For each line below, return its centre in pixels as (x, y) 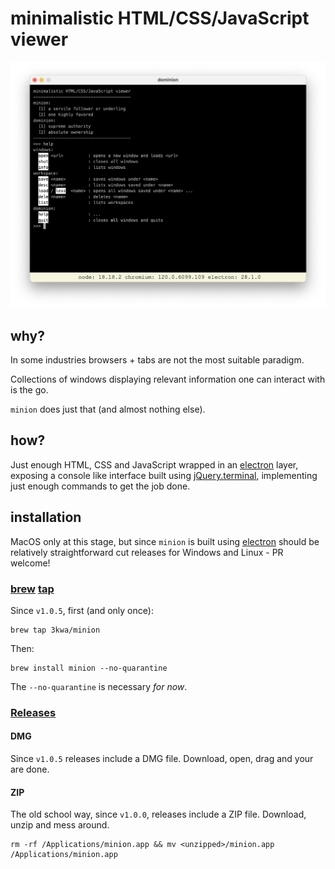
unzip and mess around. (60, 825)
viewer (39, 39)
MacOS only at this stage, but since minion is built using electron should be (165, 541)
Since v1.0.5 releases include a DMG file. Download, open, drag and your (162, 759)
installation (46, 517)
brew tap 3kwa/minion (55, 630)
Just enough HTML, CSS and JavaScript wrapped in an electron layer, (154, 464)
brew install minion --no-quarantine (89, 668)
